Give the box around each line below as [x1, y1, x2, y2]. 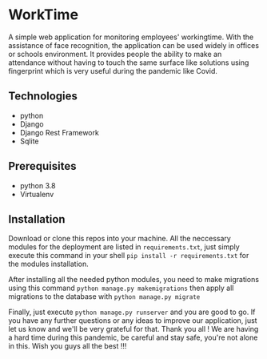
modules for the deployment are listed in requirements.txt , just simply [8, 242, 240, 252]
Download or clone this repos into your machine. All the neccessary [8, 234, 232, 244]
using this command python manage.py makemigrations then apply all [8, 283, 234, 293]
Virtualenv [19, 189, 54, 199]
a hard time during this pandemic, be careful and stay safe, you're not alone [8, 333, 258, 342]
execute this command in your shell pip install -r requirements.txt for [8, 251, 249, 260]
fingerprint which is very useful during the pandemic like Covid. [8, 66, 217, 75]
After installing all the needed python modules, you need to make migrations [8, 275, 260, 284]
